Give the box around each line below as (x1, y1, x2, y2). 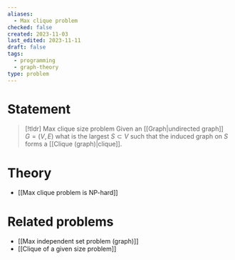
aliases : (7, 10, 33, 18)
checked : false (7, 24, 53, 31)
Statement (7, 101, 71, 117)
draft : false (7, 44, 46, 51)
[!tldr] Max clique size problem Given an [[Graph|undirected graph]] (24, 124, 224, 133)
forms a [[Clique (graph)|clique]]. (24, 140, 122, 149)
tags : (7, 51, 23, 58)
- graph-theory (14, 64, 59, 71)
